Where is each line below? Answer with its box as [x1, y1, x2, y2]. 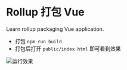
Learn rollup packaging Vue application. [6, 25, 104, 33]
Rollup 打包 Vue [6, 5, 85, 19]
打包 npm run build [14, 37, 62, 44]
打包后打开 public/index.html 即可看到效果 [14, 45, 121, 52]
